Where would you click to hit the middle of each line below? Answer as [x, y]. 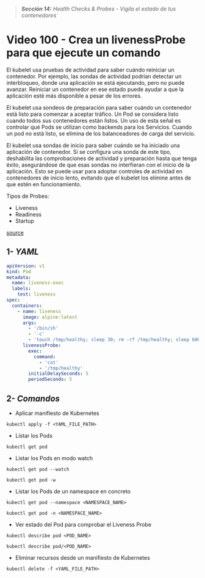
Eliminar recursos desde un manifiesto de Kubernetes [83, 557]
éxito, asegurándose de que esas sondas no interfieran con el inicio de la [98, 165]
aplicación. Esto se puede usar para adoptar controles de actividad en [95, 171]
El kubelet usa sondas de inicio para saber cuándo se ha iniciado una [93, 145]
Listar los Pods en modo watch [54, 458]
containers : [27, 305]
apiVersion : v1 [26, 266]
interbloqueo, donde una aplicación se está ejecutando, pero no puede [95, 82]
